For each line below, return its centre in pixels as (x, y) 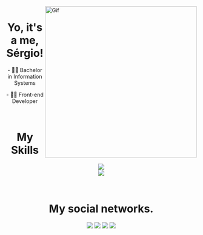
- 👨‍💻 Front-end (25, 94)
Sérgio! (25, 53)
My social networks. (101, 209)
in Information (25, 76)
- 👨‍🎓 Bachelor (25, 70)
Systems (25, 83)
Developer (25, 101)
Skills (25, 150)
